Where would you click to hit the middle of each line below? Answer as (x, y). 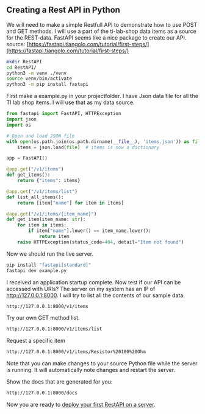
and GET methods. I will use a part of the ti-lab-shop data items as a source (101, 31)
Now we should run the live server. (50, 254)
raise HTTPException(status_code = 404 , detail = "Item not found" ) (101, 242)
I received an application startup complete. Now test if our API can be (94, 282)
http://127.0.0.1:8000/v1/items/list (54, 329)
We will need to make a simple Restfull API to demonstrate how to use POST (102, 24)
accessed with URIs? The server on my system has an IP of (81, 289)
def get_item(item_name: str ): (46, 219)
